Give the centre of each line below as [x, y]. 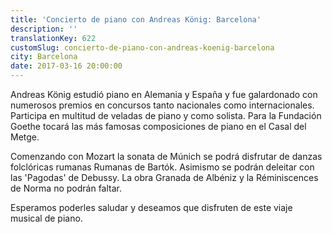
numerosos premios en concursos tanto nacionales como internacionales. [162, 105]
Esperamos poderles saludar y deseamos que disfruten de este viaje [151, 207]
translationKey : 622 [53, 38]
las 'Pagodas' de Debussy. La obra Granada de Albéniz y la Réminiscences [164, 177]
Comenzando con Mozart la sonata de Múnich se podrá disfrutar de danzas [166, 156]
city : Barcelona [44, 57]
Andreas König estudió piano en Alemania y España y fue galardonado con [164, 94]
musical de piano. [46, 218]
